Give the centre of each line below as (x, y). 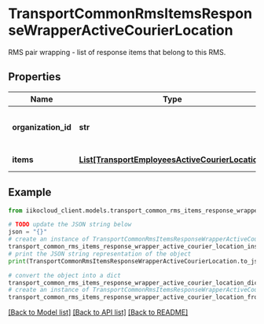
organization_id (42, 127)
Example (30, 192)
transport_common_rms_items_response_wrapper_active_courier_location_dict (135, 283)
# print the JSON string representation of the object (100, 254)
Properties (35, 77)
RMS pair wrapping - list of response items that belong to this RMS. (117, 52)
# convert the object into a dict (65, 275)
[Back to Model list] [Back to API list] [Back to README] (98, 312)
